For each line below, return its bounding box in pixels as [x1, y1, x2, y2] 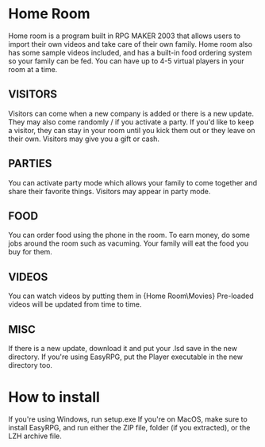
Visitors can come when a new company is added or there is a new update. [8, 109, 254, 118]
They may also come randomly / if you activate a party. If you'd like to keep [8, 117, 254, 127]
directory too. [8, 361, 53, 369]
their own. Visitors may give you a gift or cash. [8, 134, 160, 143]
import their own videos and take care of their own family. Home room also [8, 39, 252, 48]
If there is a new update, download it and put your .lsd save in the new [8, 344, 238, 353]
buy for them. [8, 247, 53, 257]
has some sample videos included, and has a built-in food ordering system [8, 48, 252, 57]
